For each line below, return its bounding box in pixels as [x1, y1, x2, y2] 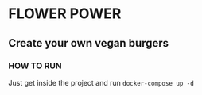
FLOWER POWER [8, 5, 122, 23]
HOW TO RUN [8, 60, 62, 71]
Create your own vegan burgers [8, 36, 169, 50]
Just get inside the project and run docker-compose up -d [8, 78, 195, 87]
